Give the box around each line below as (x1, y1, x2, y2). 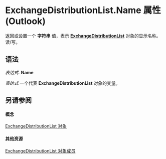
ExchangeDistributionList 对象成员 (5, 147, 76, 153)
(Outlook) (5, 16, 46, 27)
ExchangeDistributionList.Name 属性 (5, 5, 161, 16)
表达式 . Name (5, 69, 34, 75)
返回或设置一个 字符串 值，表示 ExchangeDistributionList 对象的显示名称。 (5, 33, 161, 39)
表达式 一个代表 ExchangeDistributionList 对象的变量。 (5, 80, 120, 86)
